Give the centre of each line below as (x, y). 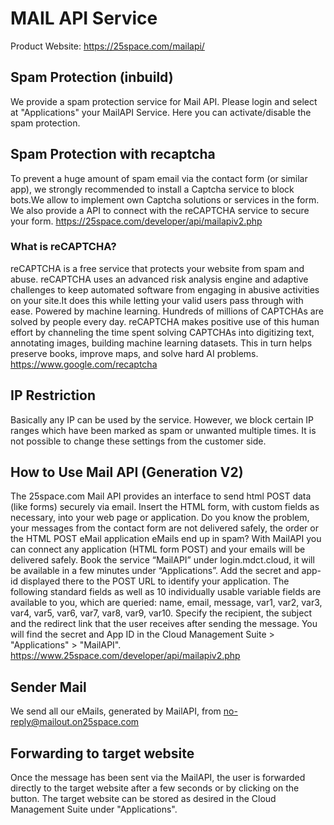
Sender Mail (48, 687)
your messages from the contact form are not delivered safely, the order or (164, 528)
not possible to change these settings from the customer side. (138, 441)
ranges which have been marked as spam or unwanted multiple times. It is (163, 430)
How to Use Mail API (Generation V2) (127, 472)
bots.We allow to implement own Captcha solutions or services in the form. (165, 199)
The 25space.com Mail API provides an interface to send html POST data (161, 496)
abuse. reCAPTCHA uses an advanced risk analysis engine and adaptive (159, 279)
